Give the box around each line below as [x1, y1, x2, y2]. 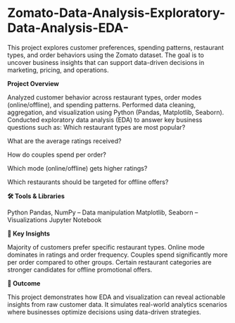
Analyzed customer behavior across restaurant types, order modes [7, 93, 202, 102]
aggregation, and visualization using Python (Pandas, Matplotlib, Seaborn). [7, 108, 224, 116]
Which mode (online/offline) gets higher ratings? [7, 164, 148, 172]
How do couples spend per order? [7, 150, 107, 159]
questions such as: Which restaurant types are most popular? [7, 123, 186, 131]
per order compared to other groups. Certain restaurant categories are [7, 257, 212, 266]
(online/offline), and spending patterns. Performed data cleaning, [7, 100, 196, 109]
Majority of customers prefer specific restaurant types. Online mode [7, 243, 205, 251]
